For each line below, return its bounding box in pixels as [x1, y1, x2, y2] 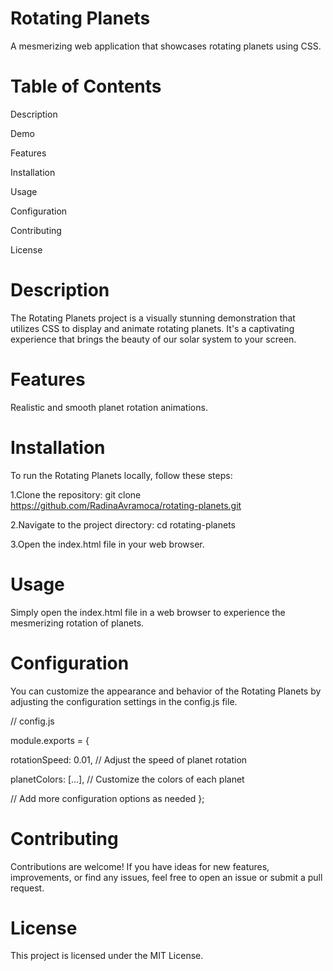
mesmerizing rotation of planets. [10, 617, 145, 629]
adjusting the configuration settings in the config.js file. [10, 695, 238, 707]
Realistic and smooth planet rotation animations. [10, 401, 208, 413]
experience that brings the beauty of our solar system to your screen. [10, 333, 297, 345]
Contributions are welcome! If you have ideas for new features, [10, 860, 270, 872]
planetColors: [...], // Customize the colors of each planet [10, 773, 245, 785]
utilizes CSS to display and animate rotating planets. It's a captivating [10, 322, 295, 334]
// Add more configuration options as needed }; [10, 792, 205, 804]
